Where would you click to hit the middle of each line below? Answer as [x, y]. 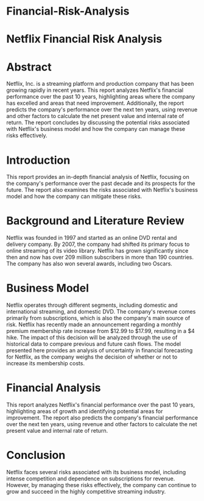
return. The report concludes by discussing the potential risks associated [98, 122]
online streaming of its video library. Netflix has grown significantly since [97, 251]
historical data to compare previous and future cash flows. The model [94, 344]
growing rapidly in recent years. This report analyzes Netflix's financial [95, 90]
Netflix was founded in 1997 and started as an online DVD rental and [92, 238]
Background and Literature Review [95, 221]
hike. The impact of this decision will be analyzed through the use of [92, 338]
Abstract [29, 67]
